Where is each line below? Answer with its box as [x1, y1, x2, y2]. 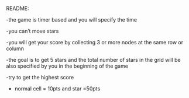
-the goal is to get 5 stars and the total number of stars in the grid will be [6, 57, 181, 63]
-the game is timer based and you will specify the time [6, 16, 138, 23]
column [6, 45, 25, 52]
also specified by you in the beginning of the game [6, 62, 129, 69]
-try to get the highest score [6, 74, 74, 80]
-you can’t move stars [6, 27, 59, 34]
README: [6, 5, 29, 12]
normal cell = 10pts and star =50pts [14, 85, 101, 92]
